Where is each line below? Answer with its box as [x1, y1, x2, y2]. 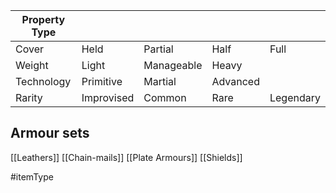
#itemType [10, 170, 54, 183]
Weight [15, 59, 49, 72]
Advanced [211, 75, 260, 88]
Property [21, 13, 66, 26]
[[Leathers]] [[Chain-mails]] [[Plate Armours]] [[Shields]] [10, 151, 243, 163]
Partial [143, 42, 174, 56]
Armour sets [10, 125, 90, 142]
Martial [143, 75, 177, 88]
